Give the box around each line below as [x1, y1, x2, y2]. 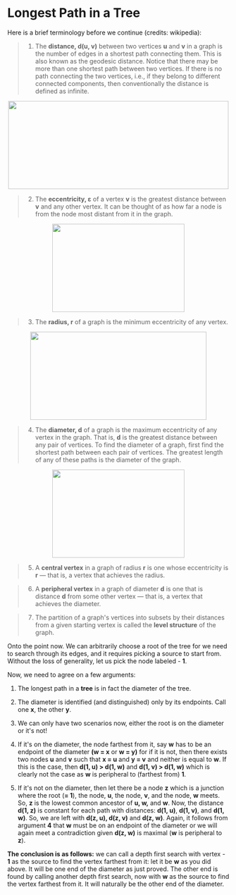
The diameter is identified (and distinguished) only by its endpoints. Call [17, 698, 227, 706]
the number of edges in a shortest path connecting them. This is [35, 49, 222, 58]
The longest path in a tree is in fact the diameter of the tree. [17, 684, 192, 692]
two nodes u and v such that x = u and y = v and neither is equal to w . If [17, 755, 227, 763]
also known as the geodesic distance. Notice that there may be [35, 56, 218, 65]
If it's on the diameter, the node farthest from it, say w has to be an [17, 740, 211, 748]
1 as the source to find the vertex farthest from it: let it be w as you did [7, 857, 211, 865]
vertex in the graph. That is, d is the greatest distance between [35, 433, 218, 441]
